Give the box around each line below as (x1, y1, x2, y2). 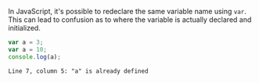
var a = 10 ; (8, 45, 47, 53)
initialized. (8, 23, 41, 32)
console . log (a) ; (8, 52, 61, 61)
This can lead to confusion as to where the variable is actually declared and (8, 15, 252, 24)
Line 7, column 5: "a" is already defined (8, 67, 149, 75)
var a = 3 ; (8, 38, 44, 46)
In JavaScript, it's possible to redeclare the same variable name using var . (8, 7, 246, 16)
